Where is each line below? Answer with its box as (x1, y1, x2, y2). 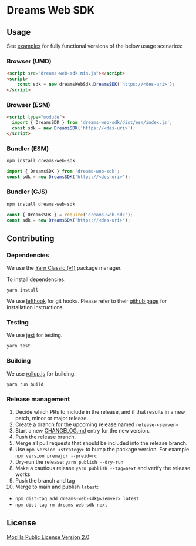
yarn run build (6, 381, 44, 387)
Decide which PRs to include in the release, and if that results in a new (15, 408, 185, 416)
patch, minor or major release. (15, 415, 89, 422)
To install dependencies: (6, 276, 66, 283)
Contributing (6, 233, 55, 243)
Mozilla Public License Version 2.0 (6, 533, 90, 541)
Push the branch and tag (15, 477, 75, 484)
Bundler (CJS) (6, 187, 48, 196)
